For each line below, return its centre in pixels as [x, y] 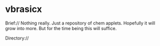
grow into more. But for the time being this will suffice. [61, 28]
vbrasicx [24, 9]
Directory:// [17, 38]
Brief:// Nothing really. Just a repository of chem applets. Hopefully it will [80, 23]
